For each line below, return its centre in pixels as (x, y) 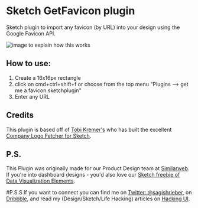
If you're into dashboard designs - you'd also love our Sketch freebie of (93, 175)
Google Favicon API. (31, 33)
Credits (20, 116)
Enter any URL (32, 96)
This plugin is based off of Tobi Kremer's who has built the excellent (89, 129)
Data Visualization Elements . (41, 181)
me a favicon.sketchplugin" (48, 90)
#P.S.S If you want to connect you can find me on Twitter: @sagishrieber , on (99, 193)
